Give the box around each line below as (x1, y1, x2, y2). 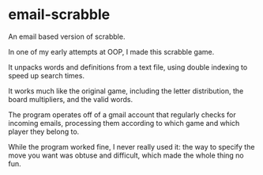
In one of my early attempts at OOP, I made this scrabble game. (8, 47, 215, 56)
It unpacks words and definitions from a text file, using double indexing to (8, 62, 248, 72)
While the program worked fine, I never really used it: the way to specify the (8, 142, 255, 151)
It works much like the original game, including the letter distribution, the (8, 86, 244, 96)
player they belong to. (8, 127, 80, 136)
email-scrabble (8, 6, 111, 24)
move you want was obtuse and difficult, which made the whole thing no (8, 150, 245, 160)
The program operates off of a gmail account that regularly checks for (8, 109, 236, 120)
